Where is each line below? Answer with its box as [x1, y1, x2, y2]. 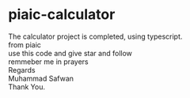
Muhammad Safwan [8, 73, 74, 83]
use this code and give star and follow [8, 48, 133, 58]
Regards [8, 65, 36, 74]
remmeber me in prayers [8, 57, 89, 66]
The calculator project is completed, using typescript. [8, 32, 183, 41]
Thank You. [8, 81, 46, 92]
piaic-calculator [8, 6, 116, 24]
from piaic [8, 40, 42, 49]
